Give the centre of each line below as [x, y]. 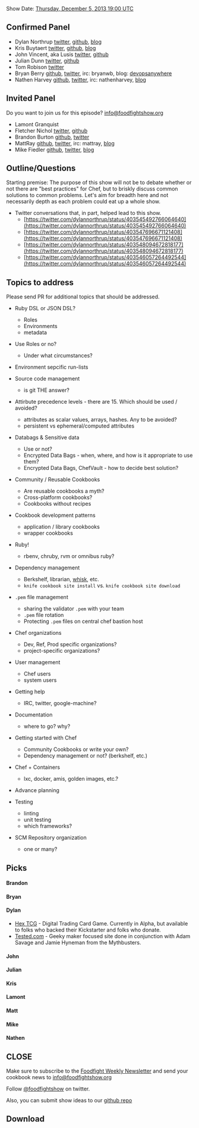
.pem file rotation [44, 615]
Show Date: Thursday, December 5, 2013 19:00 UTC [70, 9]
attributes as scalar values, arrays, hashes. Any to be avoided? [100, 420]
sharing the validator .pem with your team [74, 609]
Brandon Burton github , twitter [52, 137]
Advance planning [37, 790]
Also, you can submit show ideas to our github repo [69, 1100]
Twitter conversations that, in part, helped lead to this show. [88, 213]
